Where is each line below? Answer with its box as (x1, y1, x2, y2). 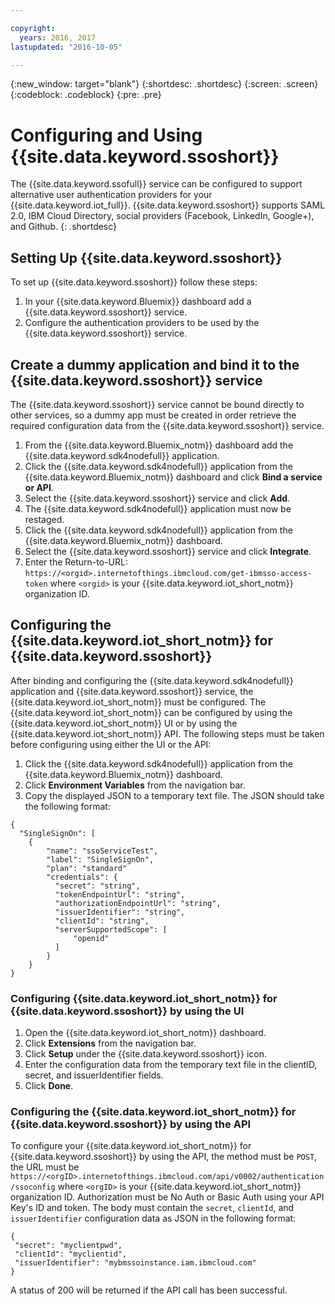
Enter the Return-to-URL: (24, 556, 128, 568)
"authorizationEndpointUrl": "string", (54, 898, 222, 908)
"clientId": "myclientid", (14, 1249, 128, 1260)
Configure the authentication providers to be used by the (24, 317, 260, 329)
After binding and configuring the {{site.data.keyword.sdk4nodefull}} (10, 674, 294, 686)
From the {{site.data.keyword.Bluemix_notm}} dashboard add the (24, 439, 294, 451)
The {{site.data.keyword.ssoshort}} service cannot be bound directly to (10, 398, 305, 410)
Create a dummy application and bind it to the (10, 356, 300, 373)
